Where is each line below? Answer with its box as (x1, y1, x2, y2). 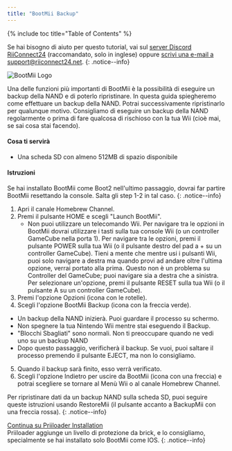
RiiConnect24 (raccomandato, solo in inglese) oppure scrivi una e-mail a (7, 50, 214, 58)
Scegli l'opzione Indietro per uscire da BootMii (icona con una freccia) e (17, 372, 222, 381)
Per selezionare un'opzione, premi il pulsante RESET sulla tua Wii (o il (27, 279, 225, 287)
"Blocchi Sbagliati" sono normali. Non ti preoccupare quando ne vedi (17, 329, 214, 338)
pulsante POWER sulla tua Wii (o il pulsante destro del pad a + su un (27, 242, 222, 250)
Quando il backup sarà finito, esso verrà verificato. (17, 365, 162, 373)
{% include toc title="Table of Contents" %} (7, 29, 132, 38)
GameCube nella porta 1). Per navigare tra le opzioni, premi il (27, 234, 201, 243)
